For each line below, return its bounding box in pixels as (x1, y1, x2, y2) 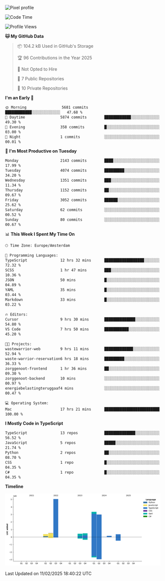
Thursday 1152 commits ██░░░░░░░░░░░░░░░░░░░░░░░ (5, 188, 160, 193)
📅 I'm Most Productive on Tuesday (5, 148, 77, 154)
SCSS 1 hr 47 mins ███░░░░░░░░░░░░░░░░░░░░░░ (5, 268, 160, 273)
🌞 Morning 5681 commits (5, 105, 89, 110)
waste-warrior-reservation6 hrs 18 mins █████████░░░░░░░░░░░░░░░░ (5, 356, 160, 361)
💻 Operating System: (5, 401, 49, 406)
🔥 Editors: (5, 312, 28, 317)
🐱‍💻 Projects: (5, 342, 32, 347)
